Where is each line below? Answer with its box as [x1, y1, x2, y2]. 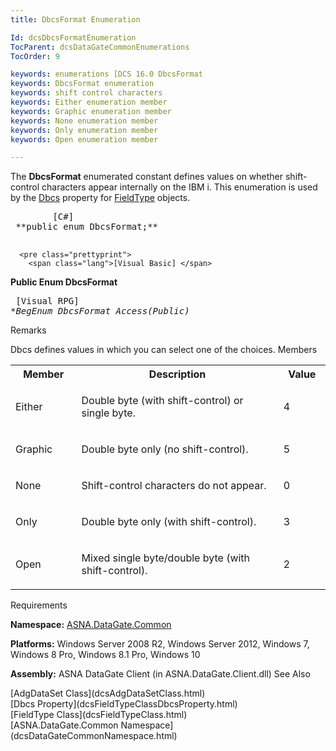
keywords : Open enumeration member [10, 134, 159, 145]
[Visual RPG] [15, 296, 80, 307]
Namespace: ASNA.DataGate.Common [10, 619, 172, 631]
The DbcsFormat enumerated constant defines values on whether [10, 171, 284, 183]
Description [148, 367, 207, 381]
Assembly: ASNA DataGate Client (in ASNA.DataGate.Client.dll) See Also [10, 668, 311, 680]
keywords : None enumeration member [10, 116, 159, 126]
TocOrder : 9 [10, 51, 60, 61]
